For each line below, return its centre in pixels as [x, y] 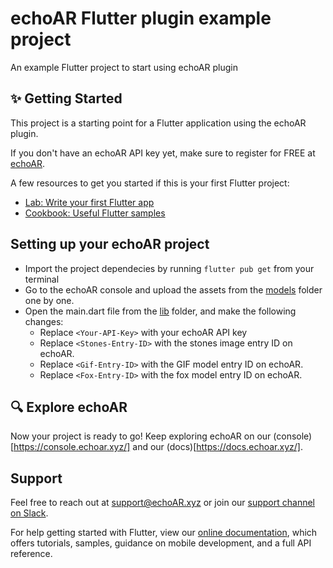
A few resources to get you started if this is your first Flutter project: [150, 183]
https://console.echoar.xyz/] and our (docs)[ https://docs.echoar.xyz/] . [158, 447]
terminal [42, 279]
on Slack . [29, 513]
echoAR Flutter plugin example [141, 18]
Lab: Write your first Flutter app [89, 202]
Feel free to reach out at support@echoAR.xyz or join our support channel [162, 503]
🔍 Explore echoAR [69, 407]
